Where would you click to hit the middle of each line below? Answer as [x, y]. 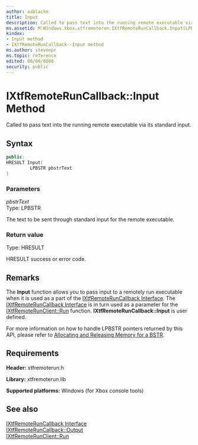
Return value [25, 234]
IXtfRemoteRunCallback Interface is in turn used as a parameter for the [92, 305]
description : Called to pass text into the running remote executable [95, 22]
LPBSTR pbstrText [51, 168]
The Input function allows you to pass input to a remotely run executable [94, 292]
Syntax [19, 144]
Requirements [32, 354]
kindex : [16, 34]
